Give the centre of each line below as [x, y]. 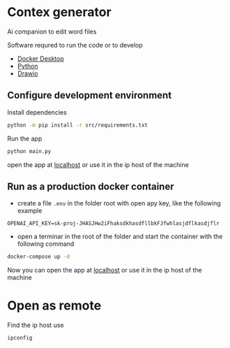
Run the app [25, 138]
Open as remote [54, 306]
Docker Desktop [40, 58]
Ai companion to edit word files [52, 31]
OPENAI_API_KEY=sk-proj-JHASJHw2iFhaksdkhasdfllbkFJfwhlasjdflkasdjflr [113, 224]
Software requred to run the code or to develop [75, 45]
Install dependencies [37, 112]
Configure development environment [90, 95]
